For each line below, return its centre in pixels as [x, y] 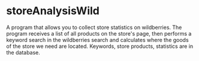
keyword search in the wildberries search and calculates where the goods [97, 40]
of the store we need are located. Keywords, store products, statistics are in [100, 46]
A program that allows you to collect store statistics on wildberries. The [94, 27]
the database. [23, 52]
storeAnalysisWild [53, 11]
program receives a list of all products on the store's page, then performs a [99, 33]
